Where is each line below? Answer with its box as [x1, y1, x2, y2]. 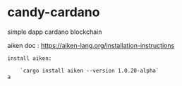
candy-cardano [7, 4, 100, 20]
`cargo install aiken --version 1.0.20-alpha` [20, 67, 159, 74]
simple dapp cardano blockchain [7, 27, 102, 36]
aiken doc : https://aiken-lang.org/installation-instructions [7, 41, 175, 49]
